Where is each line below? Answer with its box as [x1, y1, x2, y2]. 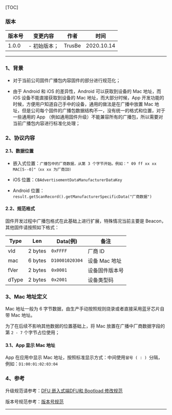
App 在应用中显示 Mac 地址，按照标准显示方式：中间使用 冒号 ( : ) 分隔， [5, 355, 163, 361]
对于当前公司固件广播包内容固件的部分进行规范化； [12, 77, 121, 84]
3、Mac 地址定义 [5, 293, 48, 300]
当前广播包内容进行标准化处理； [12, 120, 80, 126]
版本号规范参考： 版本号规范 [5, 398, 64, 404]
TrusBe [63, 42, 81, 49]
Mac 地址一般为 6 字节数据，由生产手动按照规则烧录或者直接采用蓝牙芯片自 [5, 306, 165, 312]
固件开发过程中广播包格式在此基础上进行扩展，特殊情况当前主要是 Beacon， [5, 218, 166, 224]
